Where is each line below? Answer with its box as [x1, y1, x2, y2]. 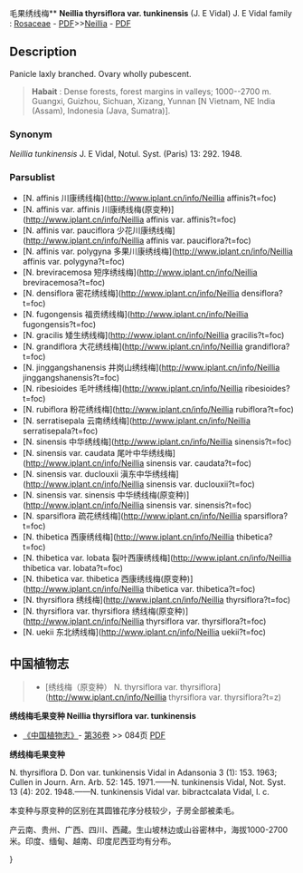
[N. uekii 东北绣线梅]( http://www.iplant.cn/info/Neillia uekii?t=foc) [22, 626, 267, 637]
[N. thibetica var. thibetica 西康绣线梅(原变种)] [22, 574, 194, 585]
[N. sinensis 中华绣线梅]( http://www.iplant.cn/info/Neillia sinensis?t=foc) [22, 436, 292, 447]
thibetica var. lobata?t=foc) [22, 563, 124, 574]
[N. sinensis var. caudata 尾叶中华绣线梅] [22, 448, 176, 459]
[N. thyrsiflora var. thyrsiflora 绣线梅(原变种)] [22, 606, 188, 616]
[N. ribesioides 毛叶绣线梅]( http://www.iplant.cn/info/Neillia [22, 383, 243, 394]
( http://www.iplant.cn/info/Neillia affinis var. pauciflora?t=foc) [22, 235, 251, 247]
